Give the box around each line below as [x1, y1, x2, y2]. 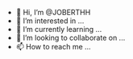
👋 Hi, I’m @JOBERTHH [15, 8, 91, 17]
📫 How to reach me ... [15, 42, 91, 51]
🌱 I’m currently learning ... [15, 25, 102, 33]
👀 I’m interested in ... [15, 16, 85, 26]
